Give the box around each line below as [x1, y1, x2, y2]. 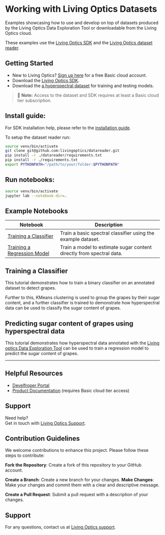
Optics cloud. [5, 30, 32, 36]
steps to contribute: [5, 452, 45, 458]
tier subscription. [17, 97, 52, 103]
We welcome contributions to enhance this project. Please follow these [5, 447, 149, 453]
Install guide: [5, 112, 46, 120]
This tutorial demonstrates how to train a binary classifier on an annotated [5, 280, 155, 286]
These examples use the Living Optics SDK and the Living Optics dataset [5, 39, 153, 45]
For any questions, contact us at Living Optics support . [5, 524, 116, 530]
